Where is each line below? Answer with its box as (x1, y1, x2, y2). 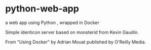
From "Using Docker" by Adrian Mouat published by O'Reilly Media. (5, 38, 146, 45)
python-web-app (5, 3, 80, 14)
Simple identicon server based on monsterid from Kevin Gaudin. (5, 29, 139, 35)
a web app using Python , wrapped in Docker (5, 19, 100, 25)
